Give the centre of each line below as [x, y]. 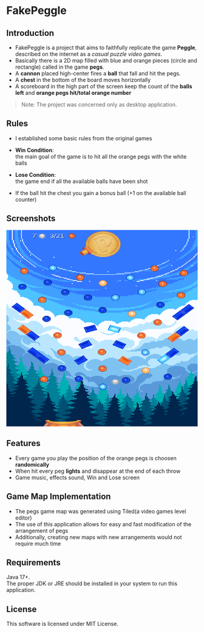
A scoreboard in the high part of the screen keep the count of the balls [104, 86]
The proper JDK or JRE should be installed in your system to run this [92, 583]
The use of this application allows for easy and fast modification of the [103, 524]
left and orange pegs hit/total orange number [73, 93]
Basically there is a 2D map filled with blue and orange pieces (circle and [106, 60]
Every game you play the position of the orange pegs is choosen [96, 458]
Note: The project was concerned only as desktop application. [99, 105]
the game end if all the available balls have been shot [81, 181]
